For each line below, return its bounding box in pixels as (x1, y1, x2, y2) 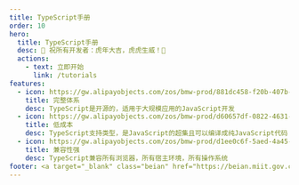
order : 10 (9, 21, 46, 30)
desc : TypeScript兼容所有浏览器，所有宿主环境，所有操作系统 (25, 153, 229, 163)
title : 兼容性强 (25, 145, 80, 154)
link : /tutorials (32, 71, 98, 80)
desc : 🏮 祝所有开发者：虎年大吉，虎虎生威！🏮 (17, 46, 166, 55)
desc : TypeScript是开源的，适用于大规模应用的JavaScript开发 (25, 104, 236, 113)
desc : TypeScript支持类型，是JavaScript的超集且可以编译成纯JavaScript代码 (25, 129, 288, 138)
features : (9, 79, 46, 88)
